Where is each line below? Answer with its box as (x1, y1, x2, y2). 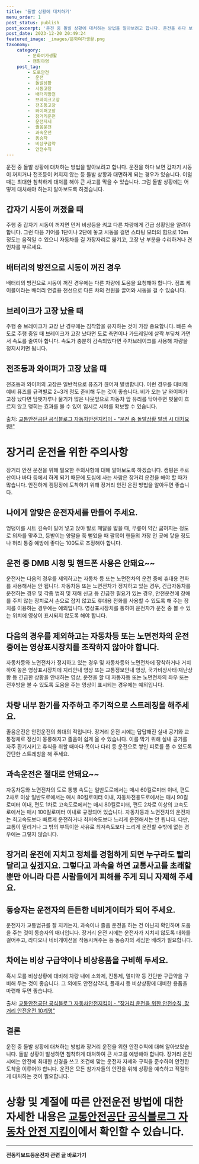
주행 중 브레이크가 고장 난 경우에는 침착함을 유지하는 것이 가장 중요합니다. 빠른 (6, 322, 187, 329)
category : (17, 47, 41, 53)
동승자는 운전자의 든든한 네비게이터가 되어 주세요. (6, 905, 176, 915)
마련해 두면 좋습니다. (6, 987, 54, 994)
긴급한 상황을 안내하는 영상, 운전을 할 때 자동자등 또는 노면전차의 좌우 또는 (18, 674, 190, 681)
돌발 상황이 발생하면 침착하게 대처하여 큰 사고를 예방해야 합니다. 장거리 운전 (18, 1050, 192, 1057)
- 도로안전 (27, 69, 49, 75)
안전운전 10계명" (17, 1007, 55, 1014)
